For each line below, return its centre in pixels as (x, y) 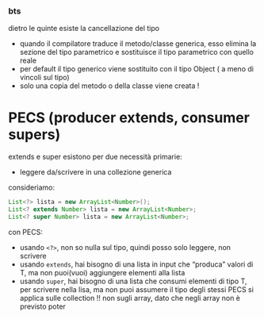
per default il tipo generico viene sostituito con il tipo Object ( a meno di (136, 69)
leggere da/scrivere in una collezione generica (96, 172)
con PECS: (26, 232)
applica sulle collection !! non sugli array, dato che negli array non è (130, 298)
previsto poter (42, 306)
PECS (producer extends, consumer (129, 118)
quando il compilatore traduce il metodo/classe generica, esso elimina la (138, 44)
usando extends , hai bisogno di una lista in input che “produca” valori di (136, 264)
